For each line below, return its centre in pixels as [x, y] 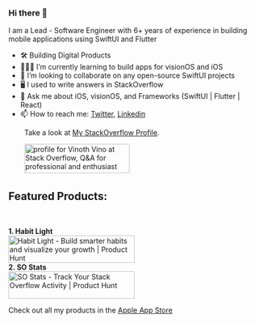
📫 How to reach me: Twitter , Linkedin [83, 114]
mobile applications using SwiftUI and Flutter [83, 39]
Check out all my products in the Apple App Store [91, 310]
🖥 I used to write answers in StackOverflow [92, 85]
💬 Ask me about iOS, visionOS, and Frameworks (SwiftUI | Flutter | [130, 96]
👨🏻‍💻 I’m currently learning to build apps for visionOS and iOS [121, 67]
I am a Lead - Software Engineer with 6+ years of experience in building [128, 31]
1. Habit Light [31, 232]
